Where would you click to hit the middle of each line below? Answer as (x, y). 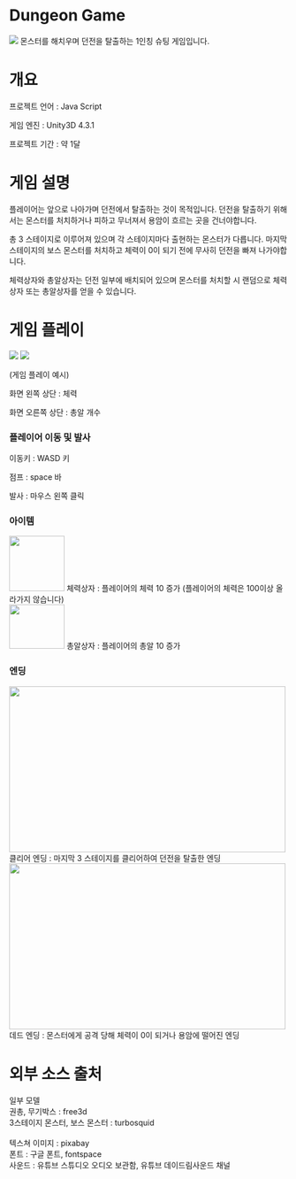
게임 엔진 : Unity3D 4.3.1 (52, 125)
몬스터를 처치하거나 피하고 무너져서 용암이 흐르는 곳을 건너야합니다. (141, 220)
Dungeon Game (68, 15)
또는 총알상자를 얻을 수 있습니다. (81, 291)
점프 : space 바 (35, 477)
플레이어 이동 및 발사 (50, 437)
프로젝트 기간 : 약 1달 (45, 143)
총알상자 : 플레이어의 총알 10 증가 (123, 646)
